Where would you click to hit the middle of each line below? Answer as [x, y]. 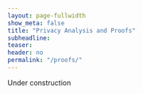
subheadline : [29, 38]
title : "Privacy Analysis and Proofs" [71, 30]
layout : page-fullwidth [47, 16]
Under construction [39, 82]
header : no [25, 53]
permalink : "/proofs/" [45, 61]
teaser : [20, 45]
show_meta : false [36, 23]
